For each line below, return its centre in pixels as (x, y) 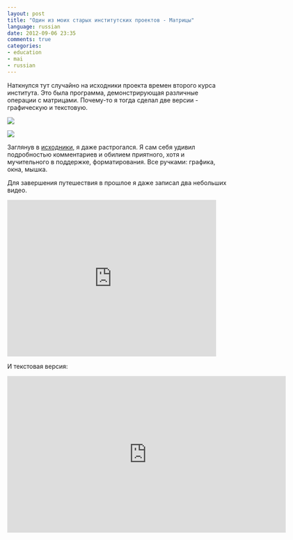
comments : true (29, 40)
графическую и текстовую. (48, 107)
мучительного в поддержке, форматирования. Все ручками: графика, (111, 161)
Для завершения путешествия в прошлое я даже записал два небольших (117, 182)
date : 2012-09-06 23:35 (42, 33)
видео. (17, 190)
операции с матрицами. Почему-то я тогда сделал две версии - (103, 100)
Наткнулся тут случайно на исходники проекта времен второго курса (111, 85)
